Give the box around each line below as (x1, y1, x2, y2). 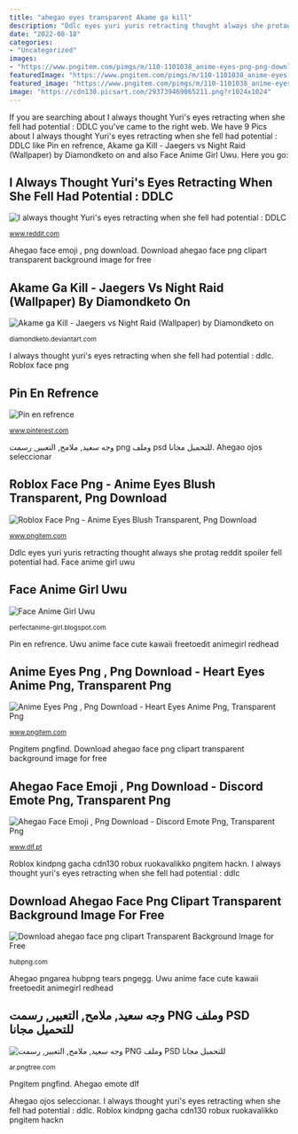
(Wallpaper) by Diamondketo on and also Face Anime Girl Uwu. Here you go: (9, 149, 289, 160)
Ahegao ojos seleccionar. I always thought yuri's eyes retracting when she (9, 1095, 281, 1106)
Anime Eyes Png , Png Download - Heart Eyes (9, 664, 265, 679)
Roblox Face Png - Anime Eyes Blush (9, 476, 216, 492)
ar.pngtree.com (9, 1062, 56, 1072)
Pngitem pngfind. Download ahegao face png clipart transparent (9, 744, 245, 754)
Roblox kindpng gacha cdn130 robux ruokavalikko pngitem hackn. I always (9, 858, 282, 870)
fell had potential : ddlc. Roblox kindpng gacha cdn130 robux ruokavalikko (9, 1105, 278, 1115)
